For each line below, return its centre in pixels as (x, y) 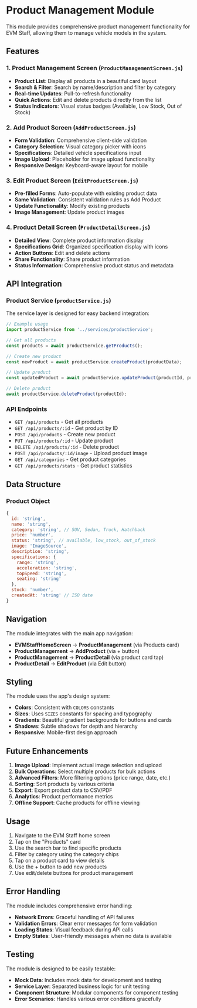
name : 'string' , (31, 524)
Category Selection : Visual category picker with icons (80, 146)
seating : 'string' (39, 579)
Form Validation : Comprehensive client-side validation (81, 140)
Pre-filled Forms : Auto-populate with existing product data (86, 193)
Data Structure (34, 484)
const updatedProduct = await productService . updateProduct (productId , (95, 378)
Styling (20, 682)
